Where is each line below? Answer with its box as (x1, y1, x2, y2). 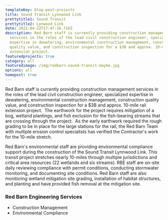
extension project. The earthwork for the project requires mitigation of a (5, 107, 154, 113)
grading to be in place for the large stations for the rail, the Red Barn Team (5, 123, 158, 129)
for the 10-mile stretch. (5, 133, 52, 140)
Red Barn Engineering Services (5, 193, 82, 200)
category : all (5, 58, 35, 63)
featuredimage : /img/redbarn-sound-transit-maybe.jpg (5, 63, 120, 68)
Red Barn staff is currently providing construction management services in (5, 86, 158, 92)
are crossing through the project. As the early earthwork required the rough (5, 118, 162, 124)
